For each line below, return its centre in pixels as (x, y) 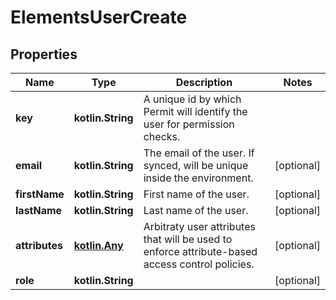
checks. (162, 136)
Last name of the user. (196, 210)
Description (204, 82)
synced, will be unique (196, 165)
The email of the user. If (199, 153)
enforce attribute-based (200, 251)
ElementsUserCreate (99, 17)
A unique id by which (192, 99)
